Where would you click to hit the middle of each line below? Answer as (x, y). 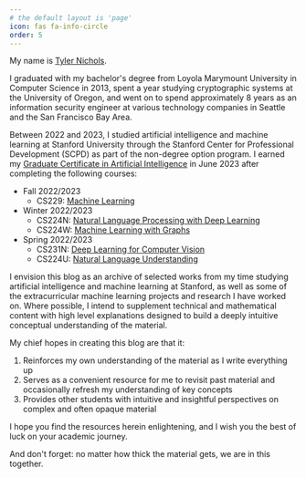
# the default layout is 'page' (71, 18)
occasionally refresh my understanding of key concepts (127, 390)
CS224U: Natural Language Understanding (117, 259)
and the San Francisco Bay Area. (71, 117)
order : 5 (26, 35)
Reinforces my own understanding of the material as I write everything (155, 360)
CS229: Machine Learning (85, 201)
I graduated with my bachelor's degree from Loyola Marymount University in (153, 78)
